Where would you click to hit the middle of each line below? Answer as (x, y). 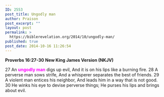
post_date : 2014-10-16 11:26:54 (38, 46)
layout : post (18, 28)
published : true (22, 42)
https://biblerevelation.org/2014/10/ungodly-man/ (62, 37)
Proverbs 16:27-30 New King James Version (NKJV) (59, 60)
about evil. (16, 90)
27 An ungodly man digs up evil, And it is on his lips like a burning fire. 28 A (82, 70)
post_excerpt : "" (23, 23)
